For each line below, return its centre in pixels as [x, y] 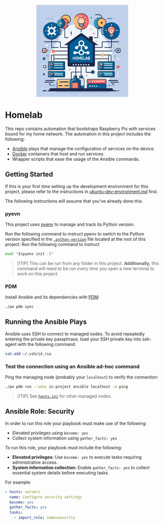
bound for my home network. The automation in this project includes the [78, 134]
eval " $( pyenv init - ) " [29, 254]
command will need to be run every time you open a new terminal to [86, 268]
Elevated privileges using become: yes [50, 433]
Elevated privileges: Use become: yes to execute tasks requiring [77, 457]
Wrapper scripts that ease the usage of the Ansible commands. [76, 159]
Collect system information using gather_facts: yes [65, 438]
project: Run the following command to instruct [52, 244]
